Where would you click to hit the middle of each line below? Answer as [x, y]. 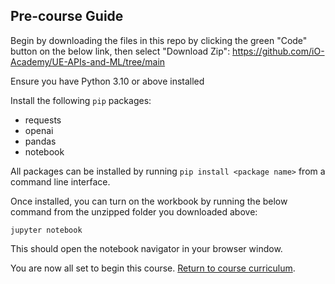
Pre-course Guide [67, 16]
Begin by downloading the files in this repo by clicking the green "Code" [159, 40]
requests [43, 120]
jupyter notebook [46, 230]
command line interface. [60, 181]
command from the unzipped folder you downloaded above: [134, 211]
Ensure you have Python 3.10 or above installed [107, 81]
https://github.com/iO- [278, 51]
